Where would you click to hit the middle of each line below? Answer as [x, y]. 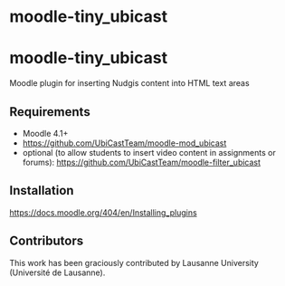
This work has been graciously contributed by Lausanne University [134, 262]
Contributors [47, 241]
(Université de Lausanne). [57, 272]
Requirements [50, 112]
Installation [42, 191]
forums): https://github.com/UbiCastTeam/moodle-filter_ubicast [141, 162]
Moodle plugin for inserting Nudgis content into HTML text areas [130, 83]
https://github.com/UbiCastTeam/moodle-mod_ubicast [124, 143]
